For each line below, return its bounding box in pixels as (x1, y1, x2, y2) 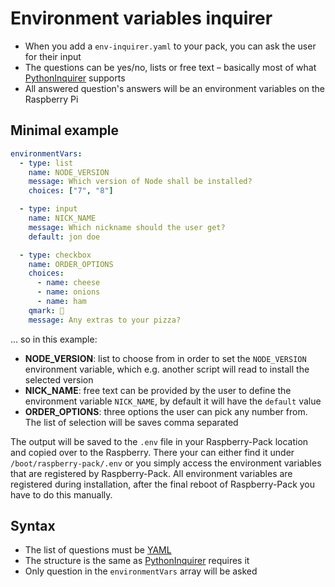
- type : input (19, 204, 78, 214)
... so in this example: (10, 333, 98, 345)
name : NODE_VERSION (28, 167, 110, 177)
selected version (24, 373, 94, 386)
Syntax (10, 518, 56, 535)
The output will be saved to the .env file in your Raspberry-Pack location (10, 435, 309, 447)
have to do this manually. (10, 488, 113, 501)
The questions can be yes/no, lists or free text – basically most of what (24, 61, 317, 73)
